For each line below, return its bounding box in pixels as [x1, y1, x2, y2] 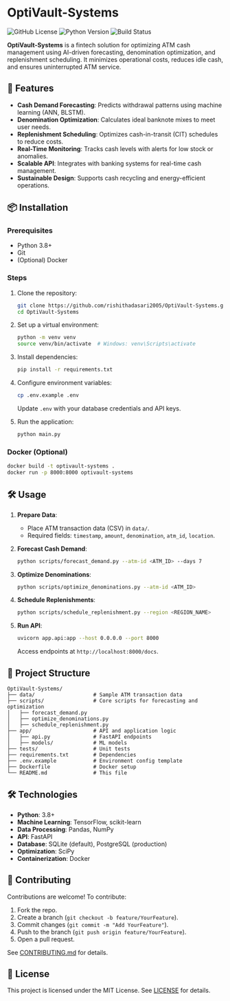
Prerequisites [7, 226, 53, 235]
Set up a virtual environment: [16, 321, 100, 329]
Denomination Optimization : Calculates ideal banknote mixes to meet [16, 115, 216, 124]
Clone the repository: [16, 288, 78, 297]
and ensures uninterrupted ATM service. [7, 62, 122, 71]
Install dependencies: [16, 353, 78, 361]
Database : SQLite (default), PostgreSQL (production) [16, 840, 168, 848]
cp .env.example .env [16, 392, 79, 399]
